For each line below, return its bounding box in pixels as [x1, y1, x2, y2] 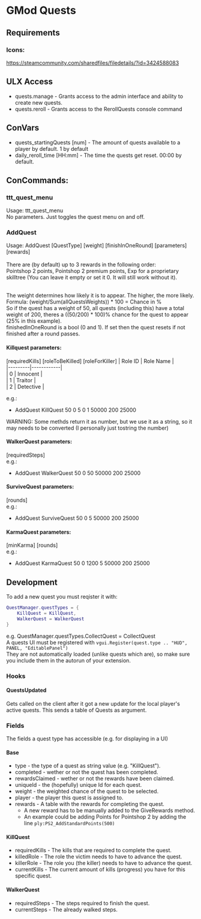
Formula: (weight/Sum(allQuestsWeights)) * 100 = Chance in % [6, 298, 162, 305]
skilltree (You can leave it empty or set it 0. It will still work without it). [6, 274, 178, 281]
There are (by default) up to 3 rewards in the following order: [6, 261, 156, 268]
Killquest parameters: [6, 344, 62, 352]
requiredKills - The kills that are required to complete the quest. [14, 847, 172, 854]
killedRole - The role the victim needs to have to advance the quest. [14, 853, 182, 860]
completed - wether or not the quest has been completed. [14, 769, 158, 776]
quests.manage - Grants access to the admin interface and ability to [14, 93, 184, 100]
